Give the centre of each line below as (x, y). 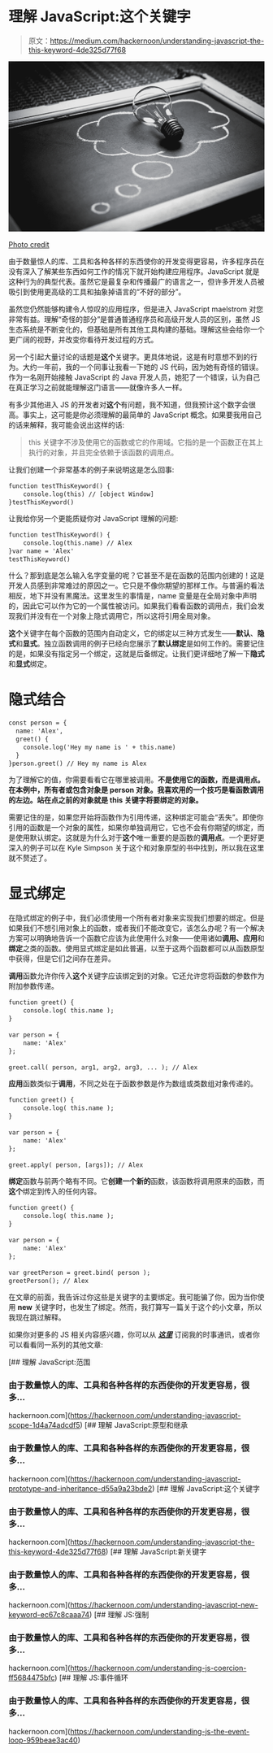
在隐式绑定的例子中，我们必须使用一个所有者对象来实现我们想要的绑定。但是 (136, 918)
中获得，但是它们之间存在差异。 (62, 958)
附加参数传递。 (33, 985)
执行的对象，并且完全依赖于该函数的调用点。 (103, 453)
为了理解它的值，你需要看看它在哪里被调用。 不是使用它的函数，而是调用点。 (136, 780)
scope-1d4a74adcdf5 (44, 1425)
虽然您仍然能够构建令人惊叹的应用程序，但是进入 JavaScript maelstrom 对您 (136, 309)
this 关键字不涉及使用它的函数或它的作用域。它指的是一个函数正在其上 (146, 442)
